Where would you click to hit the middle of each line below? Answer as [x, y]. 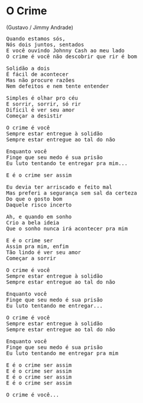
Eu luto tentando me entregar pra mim [62, 353]
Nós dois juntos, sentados [45, 45]
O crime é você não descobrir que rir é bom [72, 56]
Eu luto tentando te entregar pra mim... [67, 163]
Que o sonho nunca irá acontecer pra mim [67, 229]
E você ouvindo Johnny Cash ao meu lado [66, 50]
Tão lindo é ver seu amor [44, 252]
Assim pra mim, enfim [38, 246]
